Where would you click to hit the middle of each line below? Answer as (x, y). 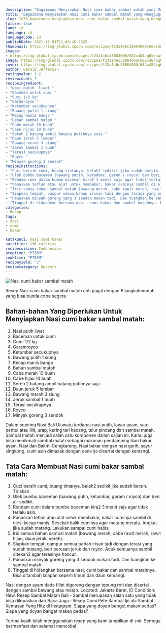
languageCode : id (23, 38)
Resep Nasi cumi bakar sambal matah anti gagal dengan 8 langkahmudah (80, 290)
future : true (19, 23)
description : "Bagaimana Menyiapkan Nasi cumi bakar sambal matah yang (81, 10)
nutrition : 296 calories (31, 244)
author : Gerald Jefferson (32, 70)
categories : (18, 207)
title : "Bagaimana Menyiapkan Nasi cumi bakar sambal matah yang (74, 14)
